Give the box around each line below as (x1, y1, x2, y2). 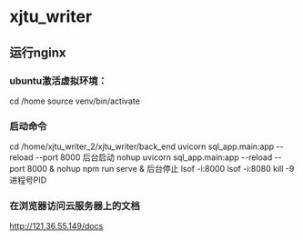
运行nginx (9, 45, 66, 60)
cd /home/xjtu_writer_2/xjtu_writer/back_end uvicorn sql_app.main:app (9, 141, 275, 152)
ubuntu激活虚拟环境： (9, 75, 107, 87)
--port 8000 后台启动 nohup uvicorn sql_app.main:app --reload (35, 152, 273, 163)
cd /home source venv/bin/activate (9, 95, 141, 106)
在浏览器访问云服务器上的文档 (9, 200, 141, 213)
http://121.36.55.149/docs (9, 221, 104, 232)
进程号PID (9, 175, 47, 185)
